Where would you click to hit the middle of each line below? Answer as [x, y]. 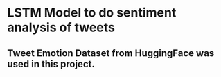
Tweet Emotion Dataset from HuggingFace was [111, 53]
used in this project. [51, 64]
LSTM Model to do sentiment [92, 13]
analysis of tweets [61, 27]
